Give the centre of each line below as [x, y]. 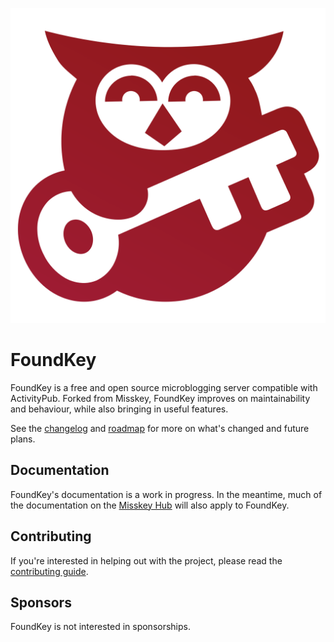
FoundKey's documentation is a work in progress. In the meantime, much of [166, 494]
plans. [23, 439]
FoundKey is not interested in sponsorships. [100, 627]
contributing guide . [49, 571]
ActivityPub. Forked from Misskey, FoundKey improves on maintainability [160, 398]
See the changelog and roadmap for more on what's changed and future [160, 428]
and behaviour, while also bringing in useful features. [119, 409]
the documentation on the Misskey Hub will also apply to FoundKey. [150, 505]
